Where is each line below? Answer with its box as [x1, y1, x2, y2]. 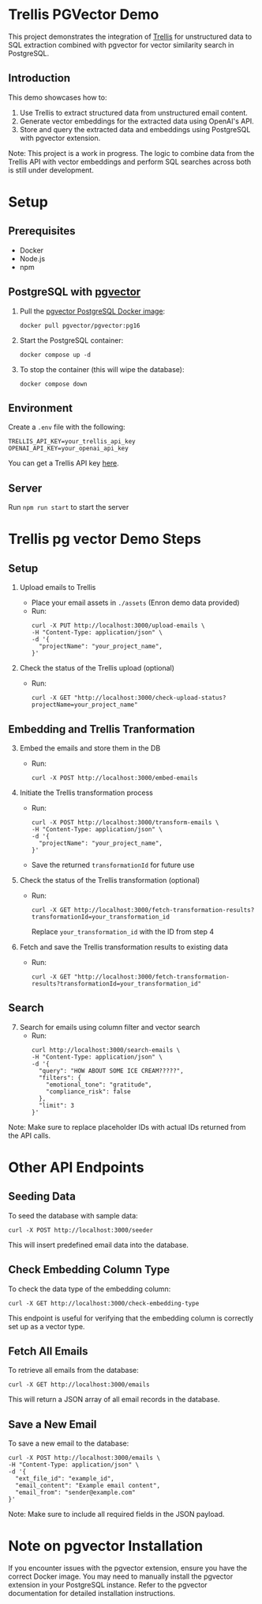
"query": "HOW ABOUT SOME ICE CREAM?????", [38, 1066, 184, 1074]
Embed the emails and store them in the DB [19, 743, 161, 753]
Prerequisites [8, 224, 76, 238]
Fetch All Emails [8, 1344, 88, 1359]
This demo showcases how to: [8, 93, 107, 102]
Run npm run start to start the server [8, 503, 129, 512]
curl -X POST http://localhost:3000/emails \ [8, 1454, 160, 1462]
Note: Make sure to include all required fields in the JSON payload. [8, 1510, 225, 1519]
